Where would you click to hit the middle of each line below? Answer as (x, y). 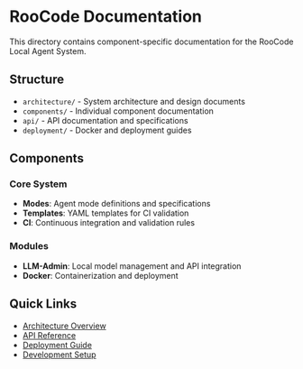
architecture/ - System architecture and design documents (134, 101)
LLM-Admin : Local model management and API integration (132, 266)
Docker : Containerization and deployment (100, 275)
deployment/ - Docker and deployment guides (107, 130)
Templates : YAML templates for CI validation (106, 213)
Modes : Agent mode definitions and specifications (116, 204)
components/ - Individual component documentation (118, 111)
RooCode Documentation (106, 17)
